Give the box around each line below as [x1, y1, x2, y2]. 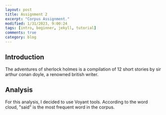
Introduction [5, 53, 45, 62]
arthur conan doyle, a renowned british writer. [5, 71, 99, 77]
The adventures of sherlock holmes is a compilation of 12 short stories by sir [5, 66, 161, 72]
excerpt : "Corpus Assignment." [5, 16, 70, 21]
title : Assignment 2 [5, 12, 48, 17]
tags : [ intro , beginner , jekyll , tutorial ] [5, 26, 97, 31]
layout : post [5, 7, 32, 12]
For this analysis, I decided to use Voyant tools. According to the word [5, 99, 148, 105]
